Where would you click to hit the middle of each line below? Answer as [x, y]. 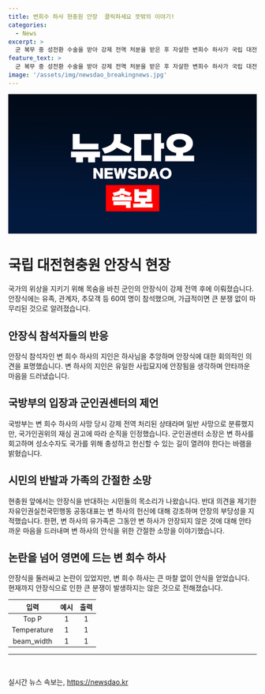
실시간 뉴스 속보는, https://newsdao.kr [68, 682]
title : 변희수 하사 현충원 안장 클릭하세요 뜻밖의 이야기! [91, 17]
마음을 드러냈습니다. [39, 376]
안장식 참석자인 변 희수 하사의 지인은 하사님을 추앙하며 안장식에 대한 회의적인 [126, 356]
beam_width [33, 641]
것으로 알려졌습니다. [60, 308]
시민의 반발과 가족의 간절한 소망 [80, 481]
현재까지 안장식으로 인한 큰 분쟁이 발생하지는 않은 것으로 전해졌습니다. [116, 588]
